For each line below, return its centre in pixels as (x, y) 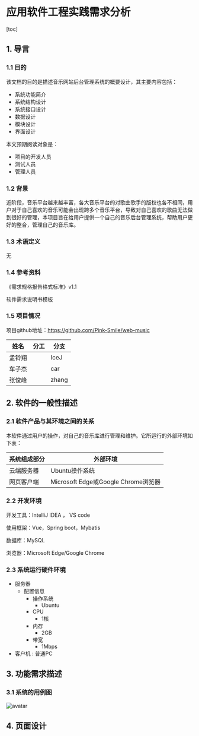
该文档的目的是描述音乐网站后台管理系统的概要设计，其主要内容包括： (92, 81)
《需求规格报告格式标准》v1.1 (41, 286)
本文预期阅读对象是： (32, 144)
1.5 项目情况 (23, 316)
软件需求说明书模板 (30, 299)
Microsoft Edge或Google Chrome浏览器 (106, 482)
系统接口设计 (30, 109)
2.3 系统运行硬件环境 (36, 570)
